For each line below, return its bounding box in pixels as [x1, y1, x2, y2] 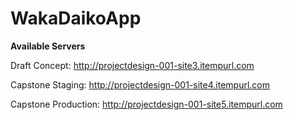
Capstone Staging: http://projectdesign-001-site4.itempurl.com [10, 78, 270, 91]
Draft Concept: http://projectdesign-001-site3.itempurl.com [10, 59, 255, 71]
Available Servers [10, 40, 86, 52]
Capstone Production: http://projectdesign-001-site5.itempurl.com [10, 98, 283, 110]
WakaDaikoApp [10, 7, 142, 30]
